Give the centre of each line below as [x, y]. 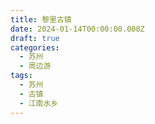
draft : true [35, 38]
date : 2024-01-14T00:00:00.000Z [77, 29]
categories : [35, 47]
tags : [21, 76]
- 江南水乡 [39, 103]
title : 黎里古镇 [41, 19]
